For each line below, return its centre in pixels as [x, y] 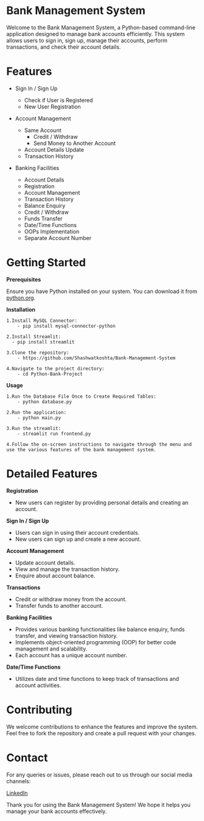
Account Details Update [54, 149]
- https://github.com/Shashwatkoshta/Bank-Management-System [96, 358]
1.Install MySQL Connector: [42, 320]
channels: [19, 781]
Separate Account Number [58, 238]
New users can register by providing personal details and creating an [102, 502]
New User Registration [52, 107]
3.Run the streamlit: [34, 428]
